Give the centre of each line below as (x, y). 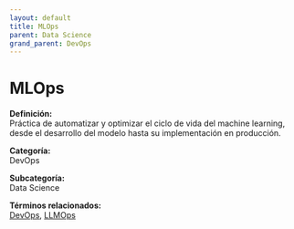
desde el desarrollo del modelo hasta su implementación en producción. (145, 133)
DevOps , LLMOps (42, 215)
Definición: (31, 114)
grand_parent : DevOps (51, 43)
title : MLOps (34, 26)
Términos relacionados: (56, 205)
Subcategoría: (37, 178)
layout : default (40, 18)
